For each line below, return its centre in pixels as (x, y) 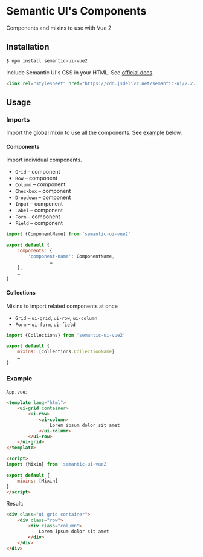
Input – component (39, 204)
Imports (18, 119)
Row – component (36, 178)
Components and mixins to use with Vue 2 (59, 28)
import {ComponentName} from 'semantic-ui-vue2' (69, 234)
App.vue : (17, 392)
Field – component (39, 223)
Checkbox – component (43, 191)
